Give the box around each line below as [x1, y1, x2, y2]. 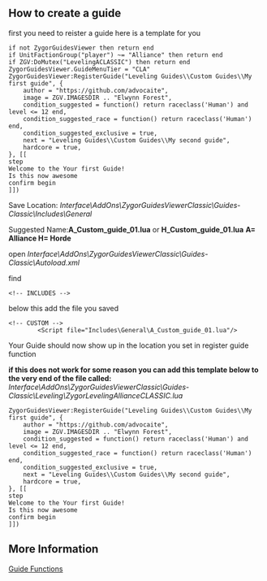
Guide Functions [8, 564, 63, 574]
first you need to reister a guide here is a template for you [8, 28, 201, 37]
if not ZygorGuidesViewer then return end [8, 44, 154, 52]
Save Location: [8, 200, 58, 210]
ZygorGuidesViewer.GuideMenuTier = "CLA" [8, 65, 151, 73]
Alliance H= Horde [8, 233, 71, 243]
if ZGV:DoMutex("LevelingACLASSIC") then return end [8, 58, 191, 66]
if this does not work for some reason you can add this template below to [8, 365, 259, 375]
